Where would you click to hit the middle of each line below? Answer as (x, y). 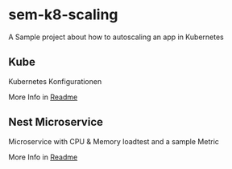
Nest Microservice (56, 122)
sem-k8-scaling (63, 15)
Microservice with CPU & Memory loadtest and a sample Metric (114, 141)
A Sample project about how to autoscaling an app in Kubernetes (116, 37)
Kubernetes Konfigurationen (55, 81)
